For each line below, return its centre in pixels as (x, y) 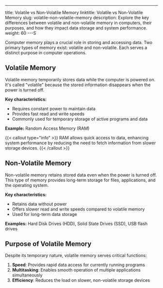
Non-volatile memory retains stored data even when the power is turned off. (81, 175)
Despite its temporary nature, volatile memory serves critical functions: (76, 256)
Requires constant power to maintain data (54, 108)
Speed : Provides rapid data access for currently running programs (79, 265)
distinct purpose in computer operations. (46, 53)
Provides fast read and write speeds (48, 114)
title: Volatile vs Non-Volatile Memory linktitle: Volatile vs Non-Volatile (74, 12)
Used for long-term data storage (45, 214)
